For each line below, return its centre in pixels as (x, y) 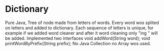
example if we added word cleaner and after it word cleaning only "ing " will (82, 33)
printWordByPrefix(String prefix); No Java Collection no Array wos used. (78, 43)
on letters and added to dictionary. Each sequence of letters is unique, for (79, 27)
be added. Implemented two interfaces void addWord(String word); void (78, 38)
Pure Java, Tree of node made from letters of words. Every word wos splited (82, 23)
